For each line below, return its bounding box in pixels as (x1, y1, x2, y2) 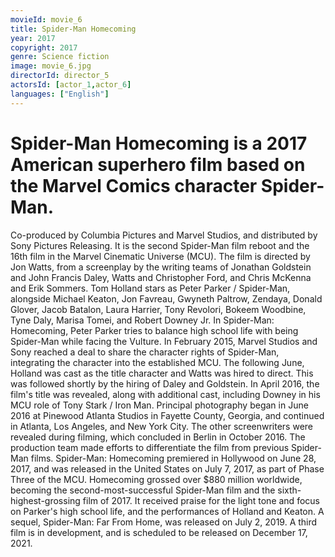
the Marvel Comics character (10, 174, 258, 197)
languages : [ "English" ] (10, 89, 110, 99)
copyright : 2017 (10, 42, 78, 53)
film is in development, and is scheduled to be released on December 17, (10, 526, 308, 538)
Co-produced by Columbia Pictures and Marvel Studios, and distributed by (10, 229, 318, 241)
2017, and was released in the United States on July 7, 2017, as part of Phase (10, 462, 325, 475)
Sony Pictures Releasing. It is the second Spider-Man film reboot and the (10, 239, 310, 251)
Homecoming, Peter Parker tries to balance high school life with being (10, 324, 299, 336)
